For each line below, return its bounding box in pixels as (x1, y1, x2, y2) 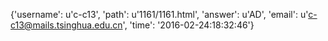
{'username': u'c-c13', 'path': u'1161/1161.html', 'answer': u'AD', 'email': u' (10, 9, 309, 20)
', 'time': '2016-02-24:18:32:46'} (122, 19, 255, 31)
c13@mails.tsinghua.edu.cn (10, 19, 123, 31)
